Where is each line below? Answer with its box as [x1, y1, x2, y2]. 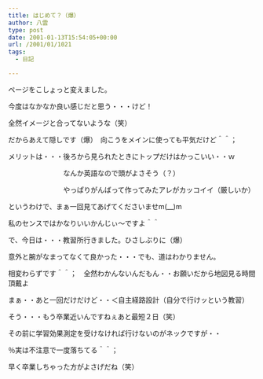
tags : [8, 48, 26, 56]
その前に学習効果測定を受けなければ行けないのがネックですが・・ [8, 328, 221, 338]
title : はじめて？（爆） [8, 11, 80, 20]
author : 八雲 [8, 19, 49, 27]
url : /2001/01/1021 [8, 41, 72, 49]
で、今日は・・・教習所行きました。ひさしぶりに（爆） [8, 235, 187, 245]
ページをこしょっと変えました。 [8, 84, 111, 94]
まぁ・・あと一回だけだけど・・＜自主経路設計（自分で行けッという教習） [8, 295, 249, 304]
